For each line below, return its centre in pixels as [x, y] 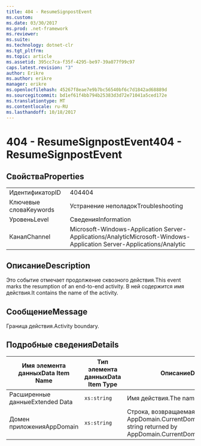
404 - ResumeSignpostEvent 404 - [94, 142]
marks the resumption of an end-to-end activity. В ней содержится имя [95, 287]
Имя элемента [44, 365]
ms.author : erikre [29, 79]
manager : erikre [26, 85]
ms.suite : [19, 40]
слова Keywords [32, 210]
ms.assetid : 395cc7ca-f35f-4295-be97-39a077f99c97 [71, 62]
